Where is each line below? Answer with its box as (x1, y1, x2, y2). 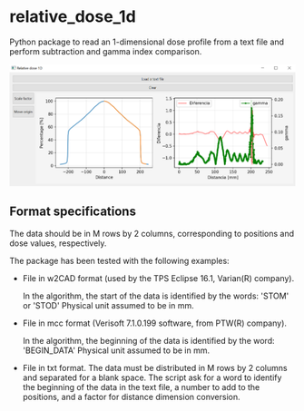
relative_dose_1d (9, 6, 136, 27)
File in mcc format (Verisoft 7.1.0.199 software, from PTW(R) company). (22, 318, 288, 328)
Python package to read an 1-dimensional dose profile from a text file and (9, 36, 284, 47)
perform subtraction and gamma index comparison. (9, 45, 202, 56)
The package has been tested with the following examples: (9, 255, 230, 266)
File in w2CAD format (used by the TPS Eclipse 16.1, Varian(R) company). (22, 272, 295, 283)
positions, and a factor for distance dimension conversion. (22, 391, 240, 402)
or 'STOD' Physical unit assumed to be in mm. (22, 299, 194, 310)
